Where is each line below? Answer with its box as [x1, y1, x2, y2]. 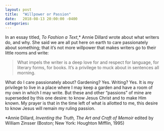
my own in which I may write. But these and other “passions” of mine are [5, 90, 152, 96]
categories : [5, 21, 29, 26]
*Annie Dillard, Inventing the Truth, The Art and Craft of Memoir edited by [5, 115, 154, 121]
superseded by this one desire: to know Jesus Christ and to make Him [5, 95, 147, 101]
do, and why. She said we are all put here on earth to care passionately [5, 40, 148, 46]
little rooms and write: [5, 50, 49, 56]
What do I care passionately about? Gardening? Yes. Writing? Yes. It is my [5, 79, 154, 85]
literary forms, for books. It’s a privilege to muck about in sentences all [17, 65, 159, 71]
